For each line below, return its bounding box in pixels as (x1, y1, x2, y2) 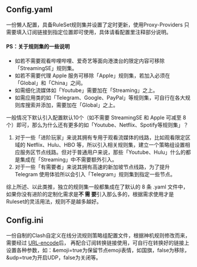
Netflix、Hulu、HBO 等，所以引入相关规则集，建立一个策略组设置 (26, 141, 185, 149)
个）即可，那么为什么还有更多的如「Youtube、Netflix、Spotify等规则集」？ (6, 121, 189, 128)
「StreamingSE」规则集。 (14, 65, 78, 72)
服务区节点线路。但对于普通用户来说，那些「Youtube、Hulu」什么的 (19, 149, 186, 156)
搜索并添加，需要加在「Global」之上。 (25, 101, 119, 108)
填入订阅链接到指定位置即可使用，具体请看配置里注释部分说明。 (16, 28, 172, 35)
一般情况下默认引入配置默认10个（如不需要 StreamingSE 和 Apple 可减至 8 (6, 114, 186, 121)
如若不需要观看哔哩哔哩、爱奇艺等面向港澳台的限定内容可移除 (14, 57, 165, 64)
